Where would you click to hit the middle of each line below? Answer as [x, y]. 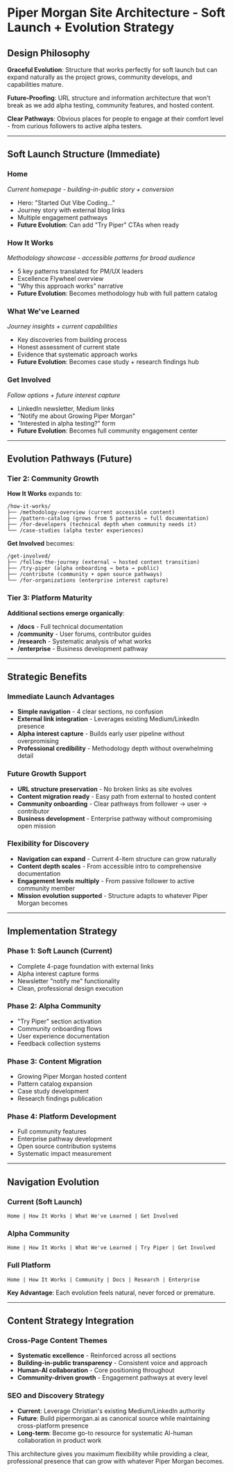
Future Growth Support [47, 774]
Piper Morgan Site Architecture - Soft [116, 13]
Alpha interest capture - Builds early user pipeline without [101, 734]
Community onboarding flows [60, 1028]
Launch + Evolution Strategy [91, 27]
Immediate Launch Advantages [61, 696]
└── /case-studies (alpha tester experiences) [76, 531]
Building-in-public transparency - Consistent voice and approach [112, 1363]
